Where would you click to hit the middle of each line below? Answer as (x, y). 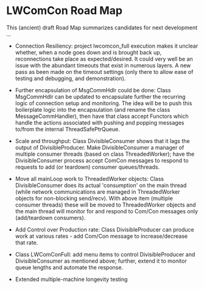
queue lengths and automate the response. (69, 267)
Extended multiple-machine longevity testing (71, 279)
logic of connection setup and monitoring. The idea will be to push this (104, 103)
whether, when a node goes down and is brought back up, (88, 52)
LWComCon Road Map (65, 11)
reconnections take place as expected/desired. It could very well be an (104, 59)
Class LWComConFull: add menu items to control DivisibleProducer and (105, 254)
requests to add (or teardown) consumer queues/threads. (87, 167)
